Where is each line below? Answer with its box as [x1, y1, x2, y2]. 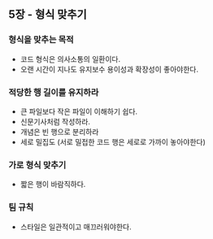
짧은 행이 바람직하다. [20, 180, 86, 189]
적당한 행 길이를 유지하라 [8, 86, 99, 98]
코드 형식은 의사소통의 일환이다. [20, 54, 120, 63]
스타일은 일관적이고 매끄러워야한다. [20, 222, 132, 232]
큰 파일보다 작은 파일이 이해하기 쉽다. [20, 106, 138, 116]
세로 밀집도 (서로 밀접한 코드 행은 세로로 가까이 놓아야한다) [20, 137, 206, 146]
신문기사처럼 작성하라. [20, 116, 91, 126]
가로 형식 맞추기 [8, 159, 67, 171]
